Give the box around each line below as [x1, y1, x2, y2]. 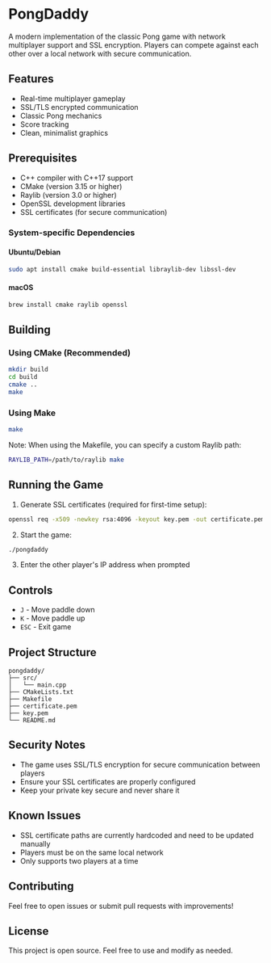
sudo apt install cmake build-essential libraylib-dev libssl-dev [8, 265, 236, 273]
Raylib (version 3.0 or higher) [19, 190, 117, 200]
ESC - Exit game [19, 622, 72, 632]
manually [19, 839, 51, 848]
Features [8, 72, 54, 86]
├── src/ [8, 674, 38, 683]
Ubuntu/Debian [8, 247, 61, 257]
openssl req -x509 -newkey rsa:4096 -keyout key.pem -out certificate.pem [8, 515, 265, 524]
